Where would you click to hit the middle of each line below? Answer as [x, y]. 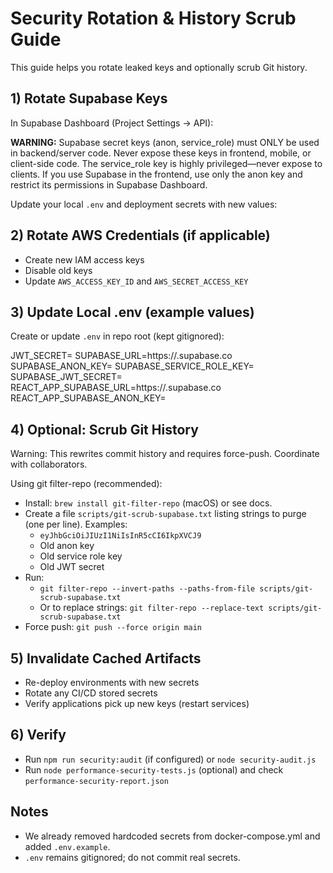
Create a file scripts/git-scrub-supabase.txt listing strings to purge [165, 514]
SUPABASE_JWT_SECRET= [66, 377]
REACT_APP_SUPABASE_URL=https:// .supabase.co [116, 388]
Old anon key [67, 546]
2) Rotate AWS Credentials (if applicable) [140, 235]
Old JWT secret [72, 567]
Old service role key [81, 556]
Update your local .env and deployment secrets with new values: [144, 204]
